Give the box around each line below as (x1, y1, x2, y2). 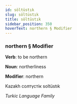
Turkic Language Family (5, 93, 55, 99)
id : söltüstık (5, 7, 35, 13)
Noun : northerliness (5, 64, 46, 70)
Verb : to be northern (5, 54, 48, 60)
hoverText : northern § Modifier (5, 26, 72, 31)
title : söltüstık (5, 17, 41, 22)
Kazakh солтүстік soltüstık (5, 83, 61, 89)
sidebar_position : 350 (5, 21, 52, 27)
